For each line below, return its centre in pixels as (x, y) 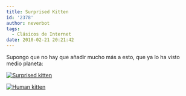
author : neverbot (28, 23)
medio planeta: (25, 63)
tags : (13, 29)
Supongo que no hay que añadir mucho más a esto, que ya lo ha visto (93, 57)
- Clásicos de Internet (41, 34)
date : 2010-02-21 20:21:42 (40, 40)
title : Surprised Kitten (37, 12)
